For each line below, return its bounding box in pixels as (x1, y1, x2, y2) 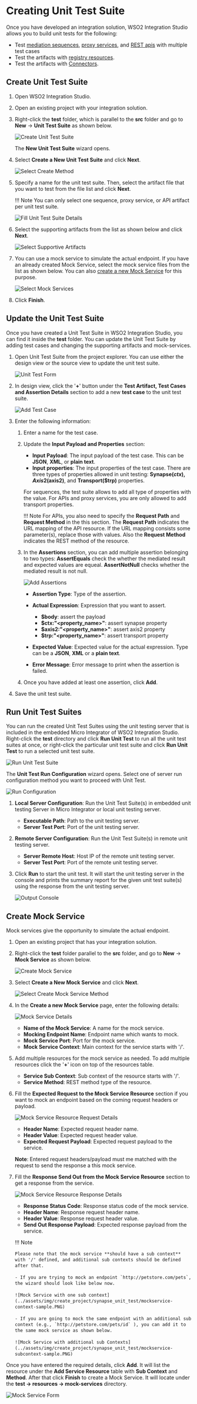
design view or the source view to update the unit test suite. (14, 359, 160, 366)
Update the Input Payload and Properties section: (23, 440, 145, 447)
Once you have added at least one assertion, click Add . (23, 679, 158, 686)
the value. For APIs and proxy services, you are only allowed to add (23, 494, 187, 501)
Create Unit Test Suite (6, 77, 88, 87)
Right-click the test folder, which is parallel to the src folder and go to (14, 115, 183, 123)
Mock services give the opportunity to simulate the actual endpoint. (6, 927, 170, 934)
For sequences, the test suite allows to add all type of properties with (23, 488, 191, 495)
